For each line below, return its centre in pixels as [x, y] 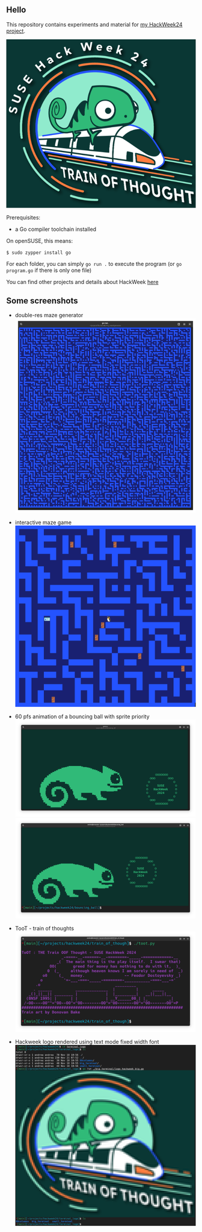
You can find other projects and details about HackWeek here [82, 282]
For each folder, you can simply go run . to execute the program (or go [94, 264]
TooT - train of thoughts [44, 928]
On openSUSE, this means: [40, 241]
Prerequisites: [23, 217]
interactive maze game [43, 523]
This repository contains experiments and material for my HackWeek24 [94, 24]
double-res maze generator [49, 315]
